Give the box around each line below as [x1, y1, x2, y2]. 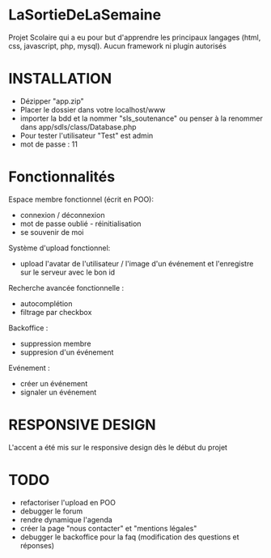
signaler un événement [19, 387, 97, 397]
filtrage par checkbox [19, 307, 92, 317]
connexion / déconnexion [19, 210, 105, 219]
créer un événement [19, 378, 88, 388]
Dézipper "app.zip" [19, 96, 85, 106]
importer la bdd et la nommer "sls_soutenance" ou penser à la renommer [19, 113, 263, 123]
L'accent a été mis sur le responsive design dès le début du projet [8, 442, 228, 452]
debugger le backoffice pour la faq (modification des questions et [19, 532, 240, 542]
